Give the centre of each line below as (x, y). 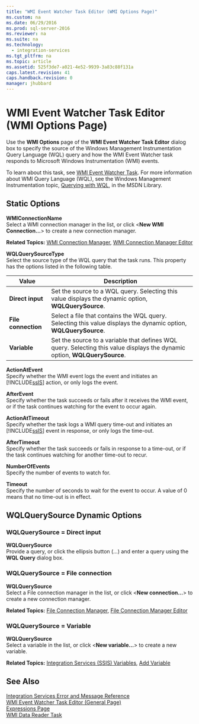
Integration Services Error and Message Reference (68, 695)
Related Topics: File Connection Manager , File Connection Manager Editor (97, 610)
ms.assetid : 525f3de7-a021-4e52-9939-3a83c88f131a (70, 67)
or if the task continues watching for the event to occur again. (81, 406)
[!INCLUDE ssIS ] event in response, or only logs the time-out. (80, 430)
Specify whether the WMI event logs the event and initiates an (82, 376)
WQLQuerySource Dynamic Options (74, 516)
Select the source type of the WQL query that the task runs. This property (96, 260)
